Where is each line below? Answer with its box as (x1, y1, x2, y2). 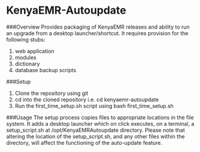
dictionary (14, 60, 40, 67)
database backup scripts (14, 66, 77, 73)
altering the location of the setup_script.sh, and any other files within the (6, 132, 185, 140)
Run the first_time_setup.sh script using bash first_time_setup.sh (14, 102, 174, 109)
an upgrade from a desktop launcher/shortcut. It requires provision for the (6, 29, 189, 36)
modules (14, 54, 37, 61)
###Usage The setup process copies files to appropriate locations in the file (6, 114, 194, 121)
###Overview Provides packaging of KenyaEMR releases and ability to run (6, 23, 190, 30)
